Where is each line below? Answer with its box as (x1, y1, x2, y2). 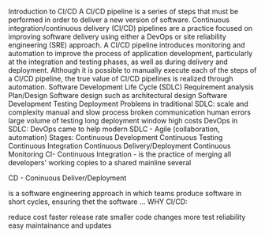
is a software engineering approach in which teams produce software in (8, 189, 242, 198)
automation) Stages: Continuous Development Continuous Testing (8, 133, 223, 142)
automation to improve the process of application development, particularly (8, 49, 253, 58)
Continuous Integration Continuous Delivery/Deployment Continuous (8, 142, 231, 150)
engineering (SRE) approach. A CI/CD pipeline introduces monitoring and (8, 40, 246, 50)
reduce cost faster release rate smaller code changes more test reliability (8, 213, 246, 221)
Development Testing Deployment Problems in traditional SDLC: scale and (8, 99, 248, 108)
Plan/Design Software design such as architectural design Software (8, 91, 228, 100)
